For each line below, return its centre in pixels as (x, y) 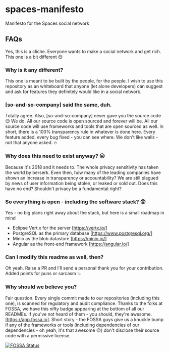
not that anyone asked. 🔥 (31, 143)
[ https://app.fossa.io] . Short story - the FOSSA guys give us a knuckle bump (84, 319)
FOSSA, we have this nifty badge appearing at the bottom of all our (75, 308)
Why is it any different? (34, 70)
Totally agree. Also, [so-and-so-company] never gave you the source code (83, 116)
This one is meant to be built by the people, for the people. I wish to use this (84, 81)
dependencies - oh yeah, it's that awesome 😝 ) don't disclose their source (82, 330)
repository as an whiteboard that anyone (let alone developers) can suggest (84, 86)
